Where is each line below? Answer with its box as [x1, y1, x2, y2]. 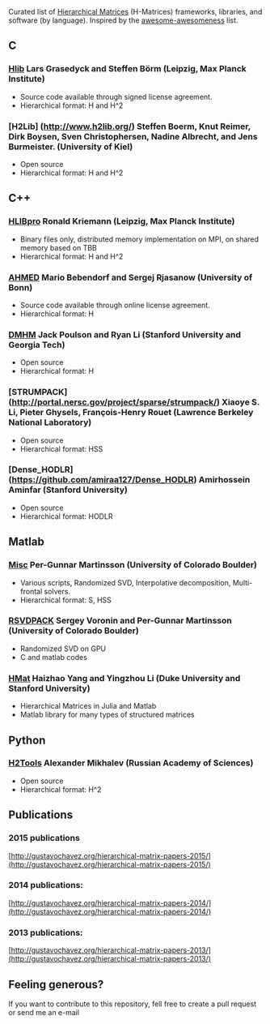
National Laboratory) [8, 417, 92, 428]
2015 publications [8, 833, 81, 844]
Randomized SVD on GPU [19, 644, 107, 653]
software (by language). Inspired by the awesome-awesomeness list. [8, 15, 238, 25]
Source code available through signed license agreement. [19, 92, 213, 101]
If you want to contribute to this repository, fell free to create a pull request [8, 999, 257, 1009]
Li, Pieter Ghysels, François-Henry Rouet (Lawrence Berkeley [8, 407, 254, 418]
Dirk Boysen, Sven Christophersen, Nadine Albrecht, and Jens [8, 131, 258, 142]
